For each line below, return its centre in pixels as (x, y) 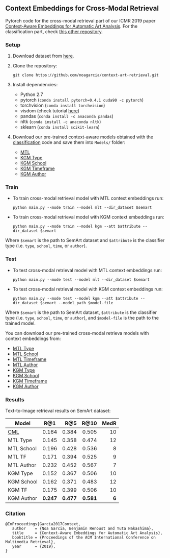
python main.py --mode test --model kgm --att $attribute (75, 298)
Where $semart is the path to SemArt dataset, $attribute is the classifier (81, 312)
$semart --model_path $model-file (77, 303)
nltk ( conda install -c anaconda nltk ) (61, 122)
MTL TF (17, 457)
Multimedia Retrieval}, (31, 542)
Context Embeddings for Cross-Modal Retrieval (82, 8)
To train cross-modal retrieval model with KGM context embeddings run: (88, 217)
